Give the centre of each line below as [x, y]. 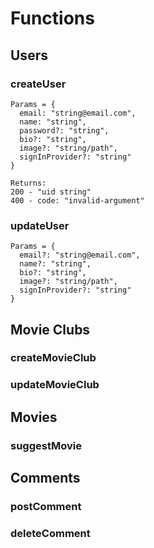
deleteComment [50, 533]
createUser [38, 84]
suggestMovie [46, 445]
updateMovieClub [55, 385]
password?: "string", [64, 130]
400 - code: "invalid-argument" [77, 200]
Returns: [28, 183]
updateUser [40, 225]
